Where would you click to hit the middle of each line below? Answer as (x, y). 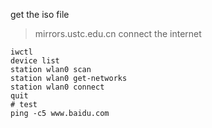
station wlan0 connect (57, 87)
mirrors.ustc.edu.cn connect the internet (118, 33)
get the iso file (40, 14)
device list (35, 61)
